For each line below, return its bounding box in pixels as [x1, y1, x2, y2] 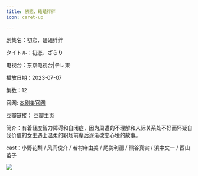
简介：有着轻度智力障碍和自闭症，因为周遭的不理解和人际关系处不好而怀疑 [6, 124, 187, 131]
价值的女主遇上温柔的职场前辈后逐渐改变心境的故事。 [11, 131, 141, 139]
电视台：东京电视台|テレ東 [6, 61, 70, 69]
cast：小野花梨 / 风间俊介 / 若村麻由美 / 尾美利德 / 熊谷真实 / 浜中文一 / [6, 144, 178, 151]
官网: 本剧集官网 [6, 99, 46, 106]
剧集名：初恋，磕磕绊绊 [6, 36, 63, 43]
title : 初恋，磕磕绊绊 [6, 8, 56, 15]
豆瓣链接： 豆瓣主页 [6, 112, 54, 119]
